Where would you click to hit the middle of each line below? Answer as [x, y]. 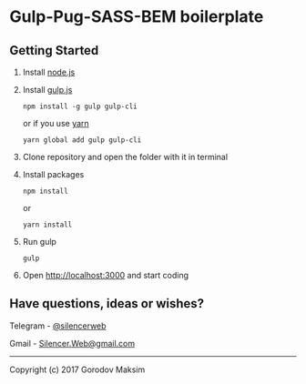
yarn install [47, 225]
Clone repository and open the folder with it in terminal [125, 157]
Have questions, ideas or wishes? [107, 303]
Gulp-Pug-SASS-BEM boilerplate [137, 17]
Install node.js [49, 72]
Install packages [53, 174]
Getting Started [54, 51]
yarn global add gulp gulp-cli [82, 140]
